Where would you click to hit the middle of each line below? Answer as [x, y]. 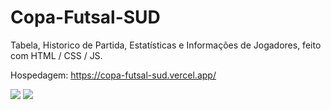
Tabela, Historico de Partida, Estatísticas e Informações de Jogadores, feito [166, 45]
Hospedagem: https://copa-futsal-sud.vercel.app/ [113, 75]
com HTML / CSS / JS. [56, 55]
